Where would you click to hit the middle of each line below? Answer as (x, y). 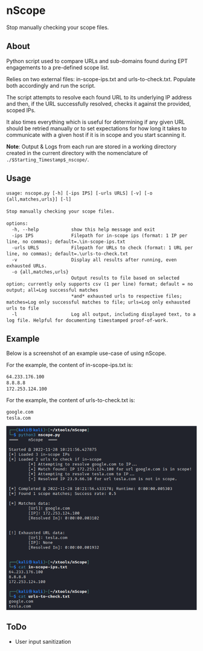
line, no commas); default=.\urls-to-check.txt (67, 254)
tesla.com (19, 418)
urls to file (23, 308)
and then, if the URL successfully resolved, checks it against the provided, (99, 104)
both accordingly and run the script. (51, 85)
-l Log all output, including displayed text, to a (104, 314)
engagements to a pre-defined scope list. (58, 67)
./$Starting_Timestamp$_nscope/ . (48, 159)
